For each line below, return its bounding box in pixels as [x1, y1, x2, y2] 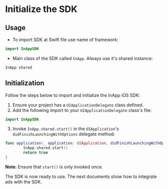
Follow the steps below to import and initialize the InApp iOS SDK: [5, 92, 140, 98]
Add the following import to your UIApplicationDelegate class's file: [12, 107, 152, 113]
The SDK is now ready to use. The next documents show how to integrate [5, 173, 157, 179]
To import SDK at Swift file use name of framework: [12, 36, 118, 42]
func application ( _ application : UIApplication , [5, 141, 108, 146]
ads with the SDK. [5, 178, 42, 184]
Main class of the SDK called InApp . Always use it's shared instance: [12, 55, 153, 61]
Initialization [5, 79, 45, 87]
